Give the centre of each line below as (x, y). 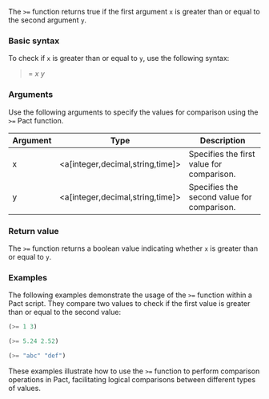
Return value (34, 231)
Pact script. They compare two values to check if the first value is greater (129, 304)
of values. (25, 388)
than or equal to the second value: (65, 312)
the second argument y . (47, 20)
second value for (220, 197)
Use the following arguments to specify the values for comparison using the (133, 112)
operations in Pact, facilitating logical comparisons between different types (132, 379)
